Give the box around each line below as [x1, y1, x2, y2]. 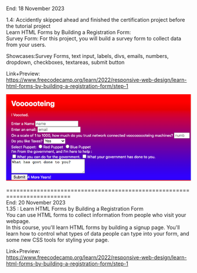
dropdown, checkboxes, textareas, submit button [6, 59, 125, 66]
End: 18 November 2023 [6, 5, 64, 12]
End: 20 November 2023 [6, 199, 66, 206]
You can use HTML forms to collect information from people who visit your [6, 211, 186, 219]
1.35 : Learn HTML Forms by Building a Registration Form [6, 205, 144, 213]
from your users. [6, 41, 46, 48]
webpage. [6, 218, 30, 225]
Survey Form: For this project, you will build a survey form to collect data [6, 35, 182, 42]
